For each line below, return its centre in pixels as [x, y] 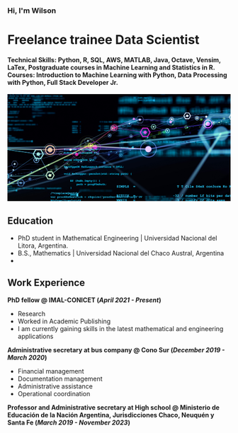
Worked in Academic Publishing [64, 321]
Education [30, 221]
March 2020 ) [27, 357]
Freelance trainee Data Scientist [103, 40]
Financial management [51, 371]
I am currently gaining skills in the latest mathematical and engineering [120, 328]
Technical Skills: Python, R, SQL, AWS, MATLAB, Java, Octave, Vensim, [114, 59]
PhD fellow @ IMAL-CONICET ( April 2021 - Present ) [84, 300]
